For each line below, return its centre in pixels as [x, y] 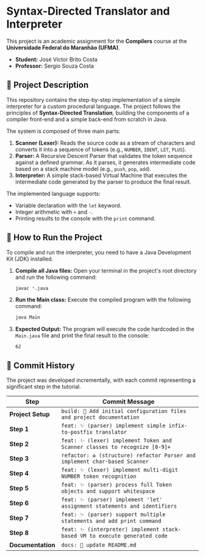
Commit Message [128, 402]
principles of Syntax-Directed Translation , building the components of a [98, 113]
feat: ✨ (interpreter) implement [110, 530]
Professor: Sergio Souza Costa [55, 66]
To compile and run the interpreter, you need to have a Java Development [99, 252]
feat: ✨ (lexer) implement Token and [117, 441]
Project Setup [30, 414]
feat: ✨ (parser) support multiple [113, 515]
